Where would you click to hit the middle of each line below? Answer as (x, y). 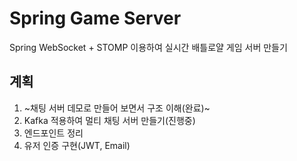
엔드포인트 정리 (53, 133)
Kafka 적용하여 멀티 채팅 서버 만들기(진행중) (109, 120)
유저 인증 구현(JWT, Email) (77, 145)
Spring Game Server (95, 18)
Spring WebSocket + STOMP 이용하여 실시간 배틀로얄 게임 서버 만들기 (148, 47)
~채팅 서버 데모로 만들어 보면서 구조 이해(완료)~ (117, 108)
